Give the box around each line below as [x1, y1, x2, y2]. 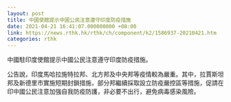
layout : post [7, 10, 45, 17]
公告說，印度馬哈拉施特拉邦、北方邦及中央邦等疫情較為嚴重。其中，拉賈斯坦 [7, 70, 224, 79]
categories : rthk [7, 36, 57, 43]
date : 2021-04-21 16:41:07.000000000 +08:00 [7, 23, 137, 30]
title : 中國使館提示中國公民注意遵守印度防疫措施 [7, 17, 131, 23]
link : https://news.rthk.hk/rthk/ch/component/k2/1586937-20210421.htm [7, 29, 217, 37]
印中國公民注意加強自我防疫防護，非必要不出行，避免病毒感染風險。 [7, 88, 200, 96]
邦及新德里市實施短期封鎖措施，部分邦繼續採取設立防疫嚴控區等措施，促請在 [7, 79, 224, 87]
